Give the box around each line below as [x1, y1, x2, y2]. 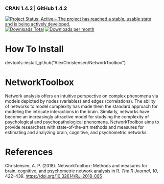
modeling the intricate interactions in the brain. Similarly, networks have [5, 109, 150, 115]
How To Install [5, 44, 64, 55]
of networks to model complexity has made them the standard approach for [5, 103, 158, 110]
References [5, 147, 53, 158]
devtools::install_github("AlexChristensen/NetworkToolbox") [5, 60, 126, 66]
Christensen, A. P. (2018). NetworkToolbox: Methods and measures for [5, 163, 148, 169]
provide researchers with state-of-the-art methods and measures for [5, 124, 144, 130]
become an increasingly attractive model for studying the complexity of [5, 114, 149, 120]
